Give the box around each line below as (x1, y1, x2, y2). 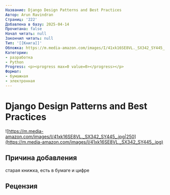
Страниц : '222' (5, 17, 38, 22)
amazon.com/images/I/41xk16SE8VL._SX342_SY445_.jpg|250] (5, 133, 136, 140)
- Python (5, 60, 24, 65)
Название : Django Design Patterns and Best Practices (5, 7, 122, 13)
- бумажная (5, 74, 29, 79)
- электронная (5, 78, 36, 83)
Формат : (5, 69, 22, 74)
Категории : (5, 50, 29, 55)
